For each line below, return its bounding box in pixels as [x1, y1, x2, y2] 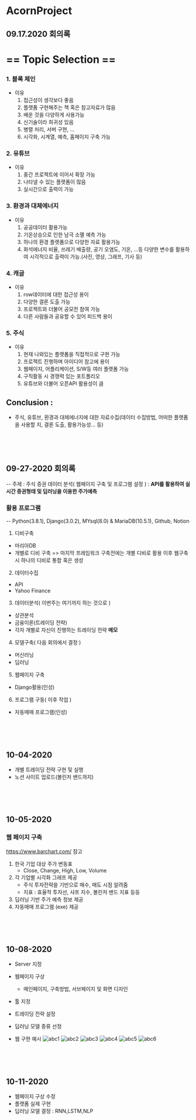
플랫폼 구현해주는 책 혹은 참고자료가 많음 [23, 104, 116, 111]
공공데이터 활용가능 [23, 224, 68, 231]
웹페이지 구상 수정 [14, 1093, 56, 1100]
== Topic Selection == [6, 53, 116, 66]
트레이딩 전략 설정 [14, 1010, 56, 1017]
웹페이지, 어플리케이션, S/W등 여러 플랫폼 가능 [23, 366, 129, 373]
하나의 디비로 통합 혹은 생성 [20, 557, 84, 564]
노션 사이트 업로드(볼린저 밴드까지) [14, 773, 94, 780]
